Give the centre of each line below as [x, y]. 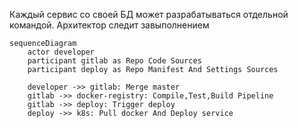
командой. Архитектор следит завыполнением [109, 25]
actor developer [61, 52]
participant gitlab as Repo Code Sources [114, 61]
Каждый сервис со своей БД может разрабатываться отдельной [149, 14]
